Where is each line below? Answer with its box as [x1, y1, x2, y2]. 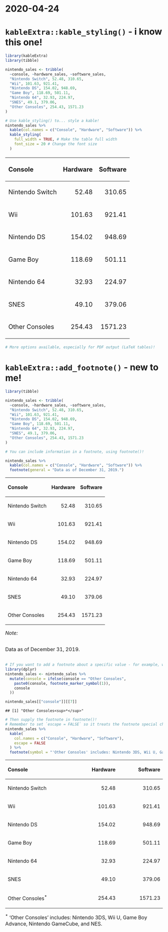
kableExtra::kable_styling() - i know [5, 26, 162, 38]
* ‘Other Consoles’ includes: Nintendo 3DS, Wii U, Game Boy [5, 913, 147, 921]
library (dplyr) [5, 667, 37, 672]
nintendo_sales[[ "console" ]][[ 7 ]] [5, 699, 77, 704]
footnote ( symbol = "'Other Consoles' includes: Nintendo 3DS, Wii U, [9, 750, 157, 755]
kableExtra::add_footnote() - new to [5, 362, 159, 373]
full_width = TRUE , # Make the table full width [14, 137, 117, 142]
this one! [5, 37, 42, 48]
